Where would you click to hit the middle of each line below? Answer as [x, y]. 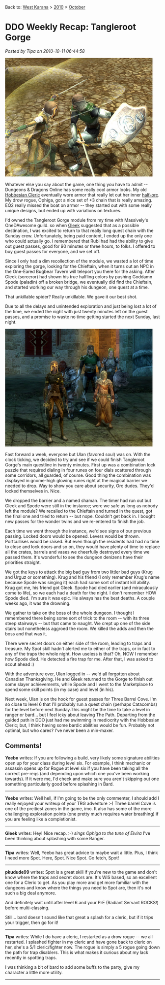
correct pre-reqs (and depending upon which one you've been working [77, 773]
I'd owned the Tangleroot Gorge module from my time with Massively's [77, 220]
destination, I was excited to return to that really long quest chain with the [79, 230]
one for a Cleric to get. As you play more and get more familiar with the [77, 882]
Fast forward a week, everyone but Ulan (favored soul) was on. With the [78, 454]
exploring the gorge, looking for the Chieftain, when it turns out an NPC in [79, 266]
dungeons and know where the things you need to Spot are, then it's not [78, 887]
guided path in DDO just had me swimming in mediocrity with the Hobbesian [82, 720]
